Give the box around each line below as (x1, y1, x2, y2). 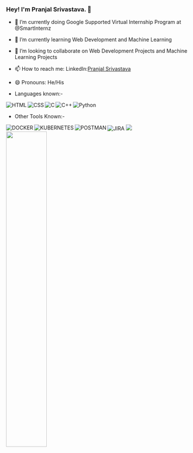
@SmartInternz (14, 25, 51, 32)
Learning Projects (14, 54, 57, 61)
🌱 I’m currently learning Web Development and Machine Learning (14, 36, 173, 43)
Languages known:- (14, 90, 63, 97)
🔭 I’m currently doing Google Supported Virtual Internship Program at (14, 19, 181, 26)
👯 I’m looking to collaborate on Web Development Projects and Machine (14, 47, 188, 54)
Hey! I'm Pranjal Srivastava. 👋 (6, 5, 92, 13)
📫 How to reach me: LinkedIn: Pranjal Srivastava (14, 66, 131, 73)
